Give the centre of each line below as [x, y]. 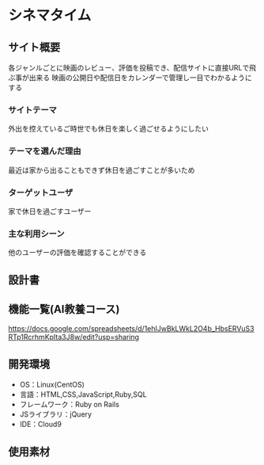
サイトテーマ [33, 109]
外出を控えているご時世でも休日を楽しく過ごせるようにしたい [109, 129]
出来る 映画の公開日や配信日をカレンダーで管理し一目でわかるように [141, 78]
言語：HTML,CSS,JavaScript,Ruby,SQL [83, 394]
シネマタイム [50, 15]
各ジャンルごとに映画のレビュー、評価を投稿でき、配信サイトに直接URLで [129, 68]
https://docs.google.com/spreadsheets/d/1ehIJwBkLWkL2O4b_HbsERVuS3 [131, 329]
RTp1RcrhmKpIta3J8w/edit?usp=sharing [74, 337]
